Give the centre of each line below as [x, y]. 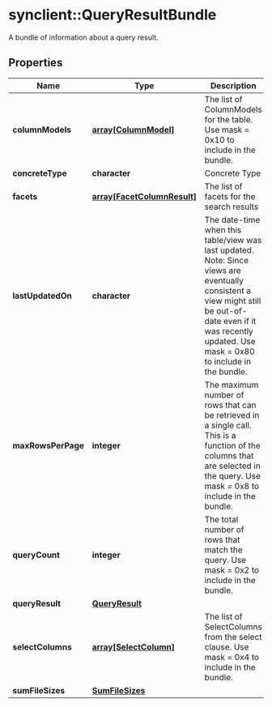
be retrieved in [232, 415]
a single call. [228, 425]
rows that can [230, 405]
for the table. [229, 119]
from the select [233, 637]
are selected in [232, 466]
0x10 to [219, 139]
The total [221, 519]
